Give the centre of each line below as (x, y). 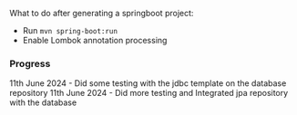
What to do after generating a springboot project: (102, 13)
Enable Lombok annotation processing (95, 40)
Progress (30, 63)
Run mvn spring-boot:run (70, 30)
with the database (43, 102)
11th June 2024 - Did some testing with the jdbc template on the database (148, 83)
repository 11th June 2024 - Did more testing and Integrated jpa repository (149, 93)
